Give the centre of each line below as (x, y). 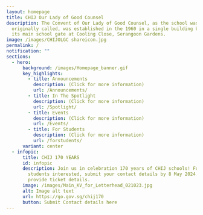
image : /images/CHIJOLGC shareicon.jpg (56, 40)
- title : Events (48, 113)
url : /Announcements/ (60, 90)
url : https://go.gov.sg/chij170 (63, 196)
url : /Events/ (51, 124)
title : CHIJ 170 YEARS (51, 157)
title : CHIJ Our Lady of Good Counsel (55, 17)
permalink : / (23, 46)
